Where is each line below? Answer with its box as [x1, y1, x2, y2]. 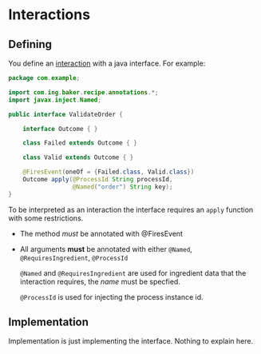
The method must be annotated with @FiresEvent [19, 229, 184, 238]
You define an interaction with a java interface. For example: [8, 58, 206, 68]
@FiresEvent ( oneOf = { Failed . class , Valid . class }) [22, 168, 195, 177]
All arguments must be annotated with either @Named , [19, 244, 193, 253]
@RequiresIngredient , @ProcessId [19, 253, 129, 262]
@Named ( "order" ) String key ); [72, 182, 173, 191]
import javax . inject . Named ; [8, 96, 102, 104]
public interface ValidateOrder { [8, 110, 124, 118]
